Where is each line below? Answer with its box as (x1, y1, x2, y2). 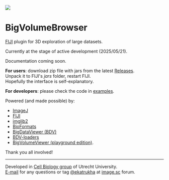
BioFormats (12, 123, 37, 129)
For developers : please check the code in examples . (5, 88, 115, 94)
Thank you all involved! (5, 149, 53, 155)
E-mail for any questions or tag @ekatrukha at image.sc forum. (5, 168, 135, 175)
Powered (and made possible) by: (5, 98, 75, 104)
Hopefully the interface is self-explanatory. (5, 78, 94, 84)
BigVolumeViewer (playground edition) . (12, 139, 94, 145)
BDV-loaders (12, 134, 39, 140)
